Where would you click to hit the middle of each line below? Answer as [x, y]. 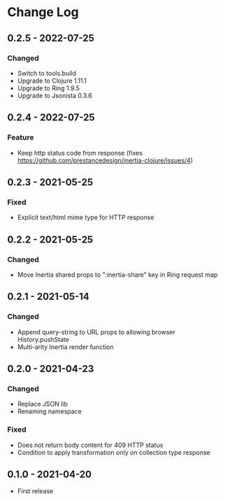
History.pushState [43, 339]
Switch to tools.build [47, 73]
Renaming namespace [50, 411]
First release [35, 491]
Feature [21, 137]
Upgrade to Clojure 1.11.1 [52, 81]
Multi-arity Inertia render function [65, 347]
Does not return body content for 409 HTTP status [90, 445]
